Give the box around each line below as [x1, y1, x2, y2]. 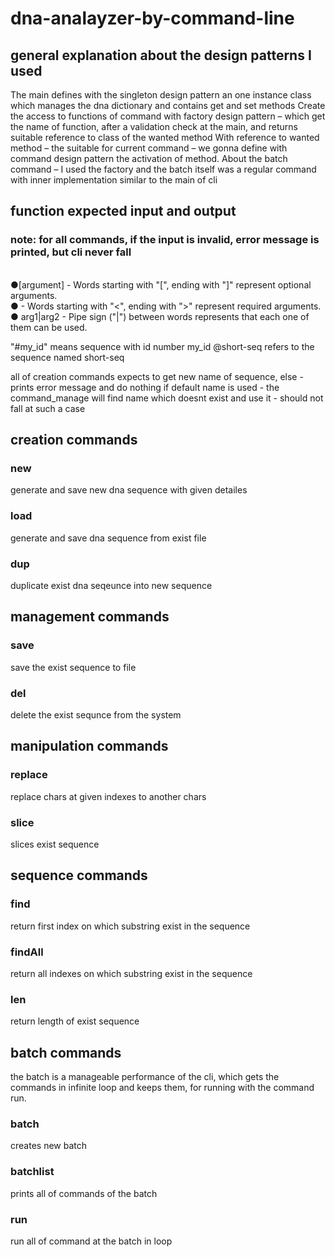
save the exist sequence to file [10, 661, 137, 673]
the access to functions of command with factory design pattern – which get [10, 110, 326, 122]
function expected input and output [10, 203, 237, 220]
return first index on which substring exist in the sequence [10, 920, 251, 932]
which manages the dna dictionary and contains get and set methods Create [10, 100, 326, 111]
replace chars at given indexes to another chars [10, 790, 207, 802]
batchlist [10, 1165, 55, 1179]
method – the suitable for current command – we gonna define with [10, 142, 288, 154]
